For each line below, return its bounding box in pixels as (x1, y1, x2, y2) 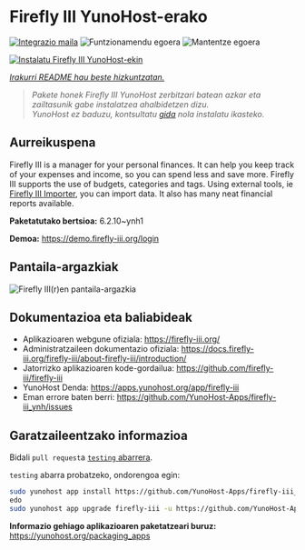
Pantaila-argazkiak (9, 259, 119, 275)
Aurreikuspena (9, 135, 96, 151)
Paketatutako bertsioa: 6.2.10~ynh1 (9, 215, 143, 226)
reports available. (9, 197, 74, 208)
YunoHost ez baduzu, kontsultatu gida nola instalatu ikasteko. (31, 108, 265, 119)
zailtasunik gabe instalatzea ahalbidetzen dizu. (31, 98, 210, 110)
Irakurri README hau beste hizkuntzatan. (9, 71, 165, 83)
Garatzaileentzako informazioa (9, 427, 188, 443)
